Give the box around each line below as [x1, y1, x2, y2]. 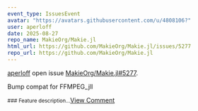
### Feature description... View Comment [7, 96, 115, 104]
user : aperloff [7, 23, 52, 30]
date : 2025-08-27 [7, 30, 59, 37]
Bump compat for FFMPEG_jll [7, 82, 93, 91]
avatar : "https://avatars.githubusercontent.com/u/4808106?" [7, 17, 192, 24]
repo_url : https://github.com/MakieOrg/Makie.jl [7, 50, 153, 57]
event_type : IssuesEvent [7, 10, 81, 18]
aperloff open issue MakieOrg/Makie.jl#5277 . [7, 68, 139, 77]
